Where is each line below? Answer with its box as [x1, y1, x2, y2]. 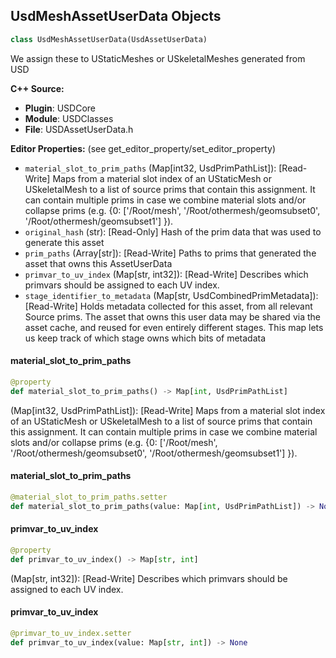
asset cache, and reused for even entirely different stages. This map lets [24, 321, 324, 333]
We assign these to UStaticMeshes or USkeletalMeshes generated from [10, 52, 306, 64]
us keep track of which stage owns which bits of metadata [24, 332, 267, 344]
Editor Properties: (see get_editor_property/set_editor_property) [10, 142, 277, 154]
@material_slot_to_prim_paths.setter [10, 492, 168, 502]
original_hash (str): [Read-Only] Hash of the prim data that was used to [24, 225, 322, 238]
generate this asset [24, 236, 105, 248]
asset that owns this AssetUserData [24, 257, 173, 269]
